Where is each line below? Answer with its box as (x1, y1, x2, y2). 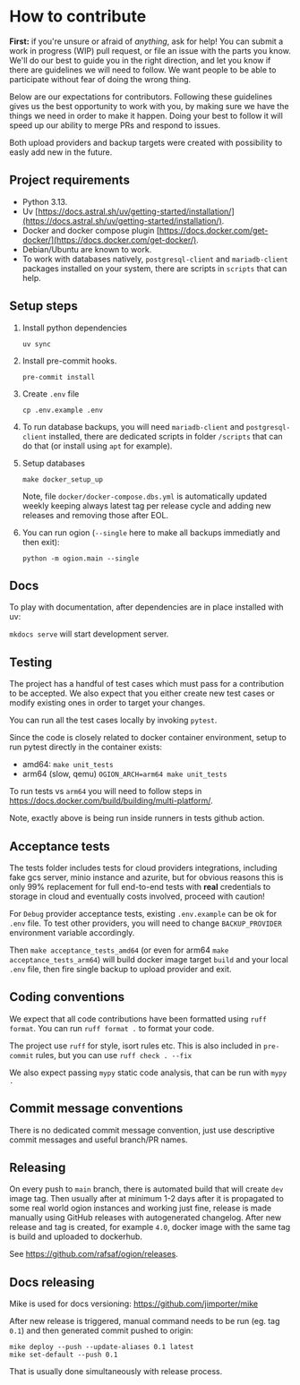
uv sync (21, 339, 51, 348)
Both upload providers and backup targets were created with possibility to (9, 137, 283, 148)
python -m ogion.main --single (21, 553, 140, 563)
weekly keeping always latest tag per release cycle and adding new (21, 500, 271, 511)
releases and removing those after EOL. (21, 509, 168, 520)
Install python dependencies (21, 322, 127, 333)
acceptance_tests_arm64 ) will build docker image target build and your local (9, 954, 289, 964)
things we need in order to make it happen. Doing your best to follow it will (9, 110, 284, 121)
